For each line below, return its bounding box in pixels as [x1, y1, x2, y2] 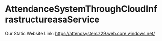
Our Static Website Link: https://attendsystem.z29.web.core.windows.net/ [5, 30, 155, 36]
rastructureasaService [5, 14, 100, 25]
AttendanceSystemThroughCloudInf [5, 3, 158, 15]
